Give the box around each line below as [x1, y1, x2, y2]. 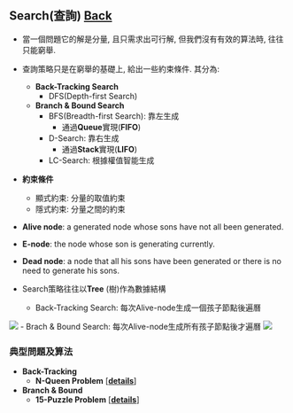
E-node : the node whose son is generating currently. [21, 238, 215, 249]
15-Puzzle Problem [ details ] [35, 394, 140, 405]
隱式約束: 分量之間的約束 [35, 203, 126, 214]
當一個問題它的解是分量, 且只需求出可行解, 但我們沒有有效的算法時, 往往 [21, 34, 284, 44]
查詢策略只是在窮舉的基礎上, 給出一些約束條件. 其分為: [21, 63, 220, 74]
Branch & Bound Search [35, 100, 125, 111]
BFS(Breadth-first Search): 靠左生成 [48, 110, 180, 121]
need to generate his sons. [21, 265, 120, 276]
